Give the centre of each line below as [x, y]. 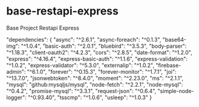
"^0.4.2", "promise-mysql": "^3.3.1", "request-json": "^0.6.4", [81, 91]
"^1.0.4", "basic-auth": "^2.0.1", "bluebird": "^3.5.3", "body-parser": [104, 46]
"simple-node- [176, 91]
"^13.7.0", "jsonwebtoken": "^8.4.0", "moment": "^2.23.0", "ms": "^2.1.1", [95, 78]
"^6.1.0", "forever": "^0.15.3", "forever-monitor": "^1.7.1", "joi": [102, 71]
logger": [16, 97]
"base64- [175, 39]
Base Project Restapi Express [43, 28]
